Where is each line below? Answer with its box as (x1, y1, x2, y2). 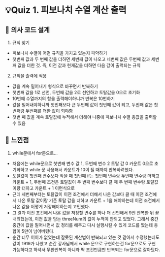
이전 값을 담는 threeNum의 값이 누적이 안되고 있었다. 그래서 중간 (34, 216, 159, 222)
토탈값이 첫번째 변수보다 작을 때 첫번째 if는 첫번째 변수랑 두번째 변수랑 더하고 (12, 173, 160, 179)
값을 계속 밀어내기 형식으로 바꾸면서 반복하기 (12, 83, 99, 89)
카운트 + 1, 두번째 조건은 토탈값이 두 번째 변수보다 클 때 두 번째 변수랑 (12, 179, 145, 185)
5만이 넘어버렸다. (21, 228, 55, 234)
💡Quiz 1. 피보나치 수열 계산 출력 (5, 4, 127, 16)
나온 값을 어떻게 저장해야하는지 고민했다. (12, 203, 90, 209)
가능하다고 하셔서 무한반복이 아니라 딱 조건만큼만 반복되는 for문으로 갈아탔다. (12, 247, 160, 253)
